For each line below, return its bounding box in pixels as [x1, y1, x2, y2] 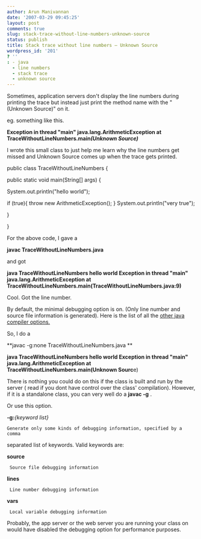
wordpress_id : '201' [7, 48, 59, 54]
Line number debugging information [9, 487, 99, 493]
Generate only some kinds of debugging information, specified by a [7, 425, 182, 432]
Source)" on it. [33, 105, 70, 112]
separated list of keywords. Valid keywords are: [7, 442, 125, 449]
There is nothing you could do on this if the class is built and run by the [7, 378, 183, 385]
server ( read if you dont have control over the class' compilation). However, [7, 384, 196, 392]
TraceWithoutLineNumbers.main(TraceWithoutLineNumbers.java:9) [7, 282, 182, 289]
